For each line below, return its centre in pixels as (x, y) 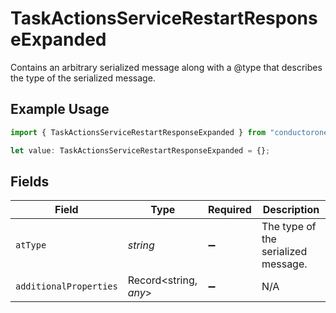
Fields (30, 181)
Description (291, 210)
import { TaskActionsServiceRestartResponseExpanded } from (138, 132)
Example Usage (60, 109)
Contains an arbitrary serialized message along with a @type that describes (166, 67)
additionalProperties (66, 286)
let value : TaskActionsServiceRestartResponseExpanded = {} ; (140, 150)
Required (229, 210)
